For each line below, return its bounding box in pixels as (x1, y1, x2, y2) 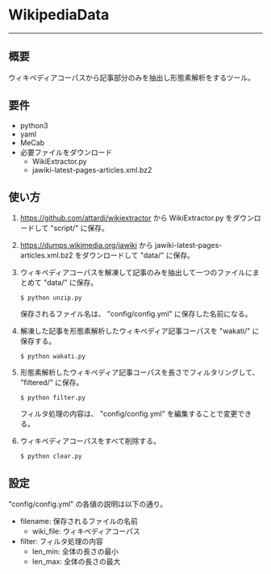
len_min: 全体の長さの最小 (31, 547, 119, 556)
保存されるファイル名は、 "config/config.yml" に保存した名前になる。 (19, 309, 252, 319)
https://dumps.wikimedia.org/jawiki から (19, 241, 153, 250)
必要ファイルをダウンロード (19, 147, 113, 157)
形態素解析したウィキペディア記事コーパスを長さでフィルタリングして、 (19, 367, 260, 377)
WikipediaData (8, 6, 110, 24)
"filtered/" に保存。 (19, 378, 84, 388)
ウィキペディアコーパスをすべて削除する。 (19, 436, 161, 446)
